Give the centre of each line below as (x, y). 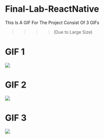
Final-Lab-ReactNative (52, 9)
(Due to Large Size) (73, 32)
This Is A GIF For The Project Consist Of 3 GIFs (52, 23)
